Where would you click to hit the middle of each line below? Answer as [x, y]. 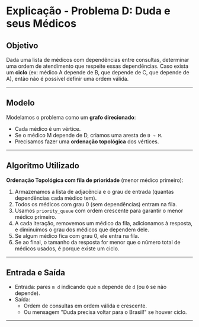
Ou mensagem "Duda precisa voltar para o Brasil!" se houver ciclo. [105, 312]
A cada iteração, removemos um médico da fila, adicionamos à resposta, [103, 223]
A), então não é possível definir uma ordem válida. [68, 79]
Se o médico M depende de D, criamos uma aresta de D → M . [89, 135]
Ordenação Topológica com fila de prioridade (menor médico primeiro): [95, 180]
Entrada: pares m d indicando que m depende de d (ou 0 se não [91, 287]
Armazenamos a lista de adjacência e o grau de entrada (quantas [94, 191]
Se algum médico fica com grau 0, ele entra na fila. [77, 235]
